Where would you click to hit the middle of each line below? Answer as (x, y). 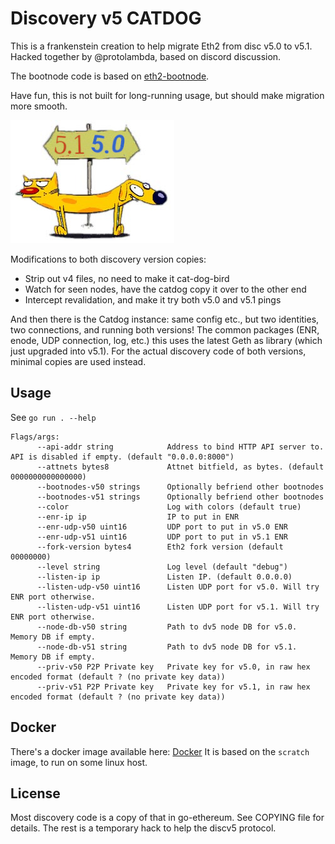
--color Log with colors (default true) (169, 507)
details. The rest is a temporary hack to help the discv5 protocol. (143, 828)
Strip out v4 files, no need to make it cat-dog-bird (127, 278)
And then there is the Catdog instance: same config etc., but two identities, (165, 319)
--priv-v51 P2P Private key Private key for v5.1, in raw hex (173, 687)
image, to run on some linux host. (79, 762)
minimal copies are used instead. (78, 361)
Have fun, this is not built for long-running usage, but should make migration (167, 95)
